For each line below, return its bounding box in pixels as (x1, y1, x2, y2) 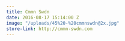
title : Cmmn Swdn (6, 8, 50, 15)
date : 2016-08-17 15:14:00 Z (6, 14, 79, 20)
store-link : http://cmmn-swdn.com (6, 25, 93, 32)
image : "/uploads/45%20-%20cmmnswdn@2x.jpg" (6, 20, 120, 26)
